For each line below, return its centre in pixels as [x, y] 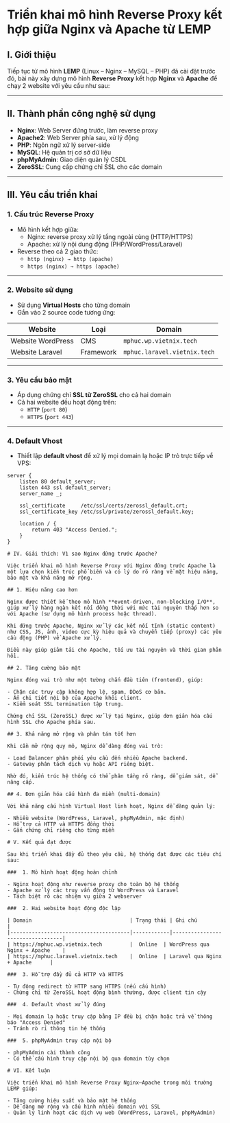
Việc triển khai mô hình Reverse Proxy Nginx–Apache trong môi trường [110, 1083]
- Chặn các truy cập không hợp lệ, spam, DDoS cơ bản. [87, 692]
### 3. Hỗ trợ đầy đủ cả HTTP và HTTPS [66, 975]
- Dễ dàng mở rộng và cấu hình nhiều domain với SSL [84, 1107]
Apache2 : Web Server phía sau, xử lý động [78, 137]
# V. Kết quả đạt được [39, 842]
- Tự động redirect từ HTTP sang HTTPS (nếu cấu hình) [87, 987]
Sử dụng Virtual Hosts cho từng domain [74, 305]
